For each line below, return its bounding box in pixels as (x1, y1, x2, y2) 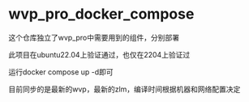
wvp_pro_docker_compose (8, 5, 195, 23)
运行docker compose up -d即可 (8, 66, 114, 77)
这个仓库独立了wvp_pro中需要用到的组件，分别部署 (8, 32, 180, 42)
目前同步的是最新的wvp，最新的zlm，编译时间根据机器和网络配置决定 (8, 84, 241, 94)
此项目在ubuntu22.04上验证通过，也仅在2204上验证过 (8, 49, 191, 59)
